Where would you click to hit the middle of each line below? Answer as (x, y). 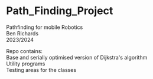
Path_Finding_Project (60, 11)
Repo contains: (25, 51)
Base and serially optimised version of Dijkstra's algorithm (77, 57)
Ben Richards (22, 33)
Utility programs (26, 64)
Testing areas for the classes (41, 70)
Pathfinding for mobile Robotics (45, 27)
